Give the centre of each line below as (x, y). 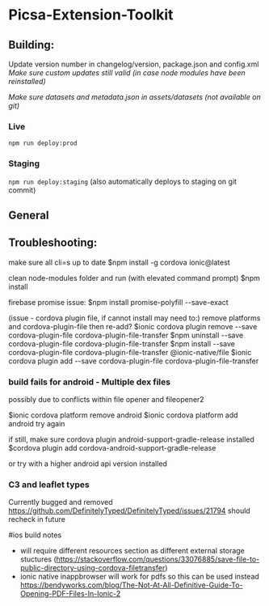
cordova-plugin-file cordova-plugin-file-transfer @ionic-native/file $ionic (130, 352)
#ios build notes (35, 535)
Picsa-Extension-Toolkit (91, 15)
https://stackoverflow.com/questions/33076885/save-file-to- (158, 559)
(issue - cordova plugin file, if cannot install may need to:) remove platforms (134, 318)
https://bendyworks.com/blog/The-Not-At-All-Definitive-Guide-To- (132, 585)
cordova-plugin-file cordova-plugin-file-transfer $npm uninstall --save (126, 335)
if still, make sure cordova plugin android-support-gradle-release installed (131, 439)
